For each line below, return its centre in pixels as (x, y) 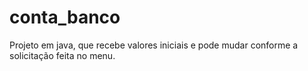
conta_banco (65, 17)
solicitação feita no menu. (62, 55)
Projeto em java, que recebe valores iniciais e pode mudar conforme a (154, 45)
